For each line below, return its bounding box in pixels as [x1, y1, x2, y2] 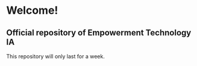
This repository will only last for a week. [6, 53, 105, 60]
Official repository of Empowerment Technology [6, 28, 192, 38]
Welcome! [6, 4, 58, 17]
